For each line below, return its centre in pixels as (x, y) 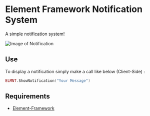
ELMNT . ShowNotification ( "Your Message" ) (48, 81)
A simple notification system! (35, 34)
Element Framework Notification (74, 9)
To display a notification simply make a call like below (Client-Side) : (75, 71)
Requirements (27, 96)
